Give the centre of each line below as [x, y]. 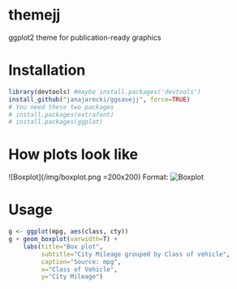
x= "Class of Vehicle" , [79, 270]
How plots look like [73, 155]
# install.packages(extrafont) [61, 114]
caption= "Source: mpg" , [81, 261]
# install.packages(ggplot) [56, 122]
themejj [34, 15]
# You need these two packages [61, 107]
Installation [47, 70]
